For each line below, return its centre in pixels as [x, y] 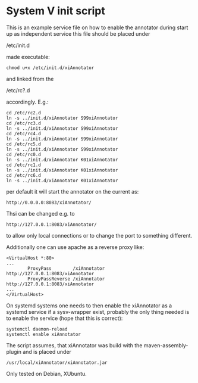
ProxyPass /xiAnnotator [66, 268]
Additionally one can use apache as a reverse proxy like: [75, 247]
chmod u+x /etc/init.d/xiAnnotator [50, 68]
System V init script [56, 11]
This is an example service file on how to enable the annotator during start [97, 27]
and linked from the [30, 79]
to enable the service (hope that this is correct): [65, 318]
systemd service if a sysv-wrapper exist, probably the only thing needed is [98, 312]
